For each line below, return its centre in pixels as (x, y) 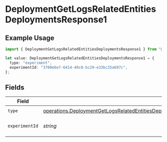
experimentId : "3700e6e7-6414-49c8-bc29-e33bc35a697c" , (69, 67)
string (50, 126)
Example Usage (30, 38)
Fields (15, 87)
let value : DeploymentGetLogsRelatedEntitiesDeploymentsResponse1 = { (80, 58)
